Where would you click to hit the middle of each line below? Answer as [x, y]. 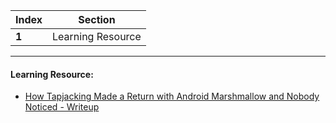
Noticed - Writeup [62, 107]
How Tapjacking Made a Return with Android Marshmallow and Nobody [172, 96]
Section [97, 19]
